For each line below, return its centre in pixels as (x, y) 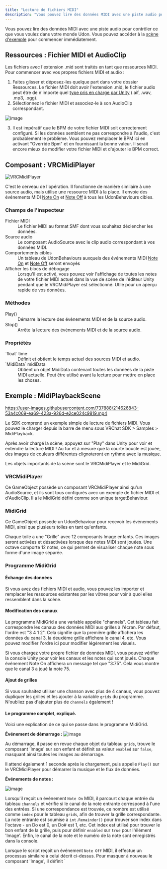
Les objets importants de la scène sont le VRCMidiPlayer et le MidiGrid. (78, 463)
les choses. (29, 380)
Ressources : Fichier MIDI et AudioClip (66, 55)
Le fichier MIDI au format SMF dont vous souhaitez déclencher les (85, 226)
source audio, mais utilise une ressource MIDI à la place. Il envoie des (76, 192)
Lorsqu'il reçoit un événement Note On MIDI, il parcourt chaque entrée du (80, 799)
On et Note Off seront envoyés (49, 263)
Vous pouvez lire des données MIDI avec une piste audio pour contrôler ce (82, 28)
